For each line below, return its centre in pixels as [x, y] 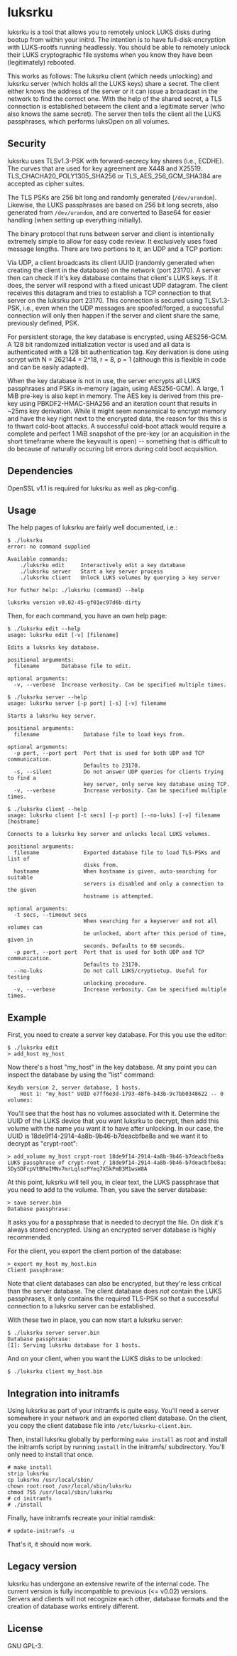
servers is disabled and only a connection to [153, 884]
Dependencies [40, 471]
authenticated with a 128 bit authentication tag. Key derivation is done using [118, 352]
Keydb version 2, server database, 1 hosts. [74, 1088]
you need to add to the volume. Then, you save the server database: [107, 1190]
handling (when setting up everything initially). [75, 220]
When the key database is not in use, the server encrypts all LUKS [104, 380]
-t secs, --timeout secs [50, 915]
